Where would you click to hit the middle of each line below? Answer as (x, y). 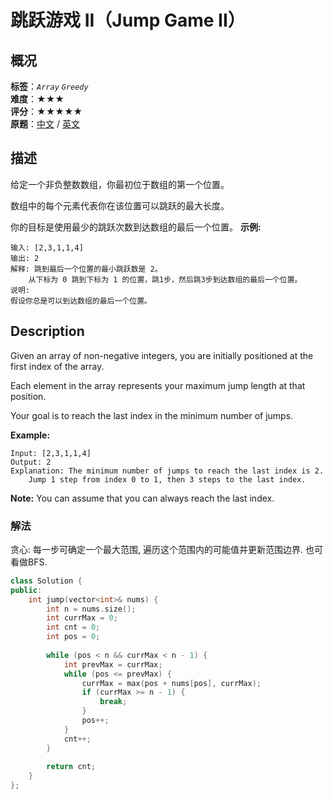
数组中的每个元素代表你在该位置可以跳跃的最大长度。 (120, 205)
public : (26, 590)
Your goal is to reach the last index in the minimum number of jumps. (152, 415)
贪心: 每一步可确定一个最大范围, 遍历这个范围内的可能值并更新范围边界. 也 (162, 549)
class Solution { (46, 581)
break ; (113, 702)
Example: (30, 435)
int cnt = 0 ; (73, 627)
